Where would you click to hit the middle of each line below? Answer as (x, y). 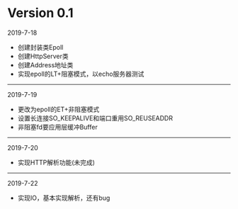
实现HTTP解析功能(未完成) (56, 162)
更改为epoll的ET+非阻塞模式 (58, 109)
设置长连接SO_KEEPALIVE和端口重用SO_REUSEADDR (95, 118)
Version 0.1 (40, 13)
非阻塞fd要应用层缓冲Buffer (57, 127)
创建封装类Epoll (40, 47)
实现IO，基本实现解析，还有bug (64, 198)
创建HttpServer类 (43, 56)
